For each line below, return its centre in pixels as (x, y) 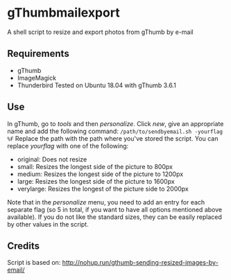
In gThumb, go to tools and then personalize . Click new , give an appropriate (115, 123)
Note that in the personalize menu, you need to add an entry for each (106, 202)
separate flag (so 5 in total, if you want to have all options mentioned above (115, 209)
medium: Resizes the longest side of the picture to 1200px (100, 174)
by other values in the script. (48, 224)
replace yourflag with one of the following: (68, 146)
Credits (24, 246)
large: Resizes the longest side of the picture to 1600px (96, 181)
